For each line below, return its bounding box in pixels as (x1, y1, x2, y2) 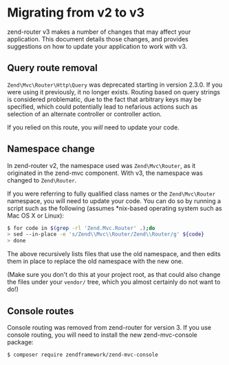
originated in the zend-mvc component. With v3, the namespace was (7, 169, 203, 177)
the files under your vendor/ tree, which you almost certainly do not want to (7, 278, 221, 286)
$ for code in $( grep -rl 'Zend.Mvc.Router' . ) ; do (7, 225, 155, 231)
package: (7, 338, 34, 346)
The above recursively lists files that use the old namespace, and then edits (7, 250, 221, 258)
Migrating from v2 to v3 (7, 5, 145, 21)
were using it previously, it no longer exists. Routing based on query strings (7, 87, 221, 96)
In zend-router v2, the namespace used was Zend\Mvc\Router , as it (7, 161, 196, 169)
